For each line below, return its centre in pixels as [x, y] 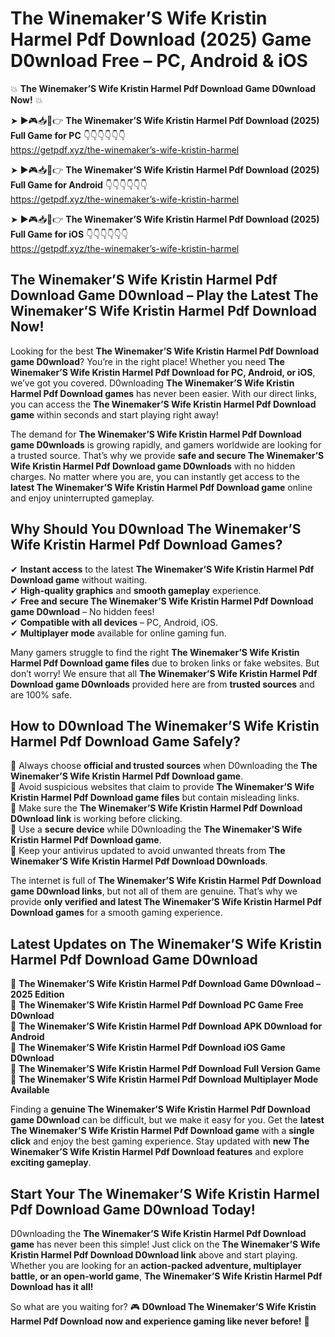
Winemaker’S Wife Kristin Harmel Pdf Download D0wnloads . [139, 861]
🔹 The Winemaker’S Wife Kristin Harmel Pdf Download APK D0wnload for [166, 1026]
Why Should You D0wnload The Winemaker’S [156, 529]
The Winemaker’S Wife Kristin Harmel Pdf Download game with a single [162, 1131]
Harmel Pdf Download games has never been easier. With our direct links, [163, 393]
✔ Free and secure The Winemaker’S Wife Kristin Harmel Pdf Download [162, 601]
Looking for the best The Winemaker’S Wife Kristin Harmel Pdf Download [165, 351]
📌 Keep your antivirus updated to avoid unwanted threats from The [148, 851]
